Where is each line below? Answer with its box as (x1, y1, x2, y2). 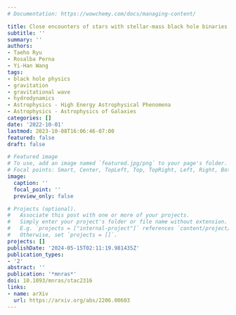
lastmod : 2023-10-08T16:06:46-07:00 (7, 127, 114, 134)
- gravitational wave (7, 89, 71, 96)
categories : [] (7, 115, 52, 122)
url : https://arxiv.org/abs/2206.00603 (13, 297, 131, 304)
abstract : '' (7, 264, 46, 271)
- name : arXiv (7, 290, 49, 297)
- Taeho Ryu (7, 49, 42, 56)
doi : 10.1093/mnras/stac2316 (7, 277, 93, 285)
